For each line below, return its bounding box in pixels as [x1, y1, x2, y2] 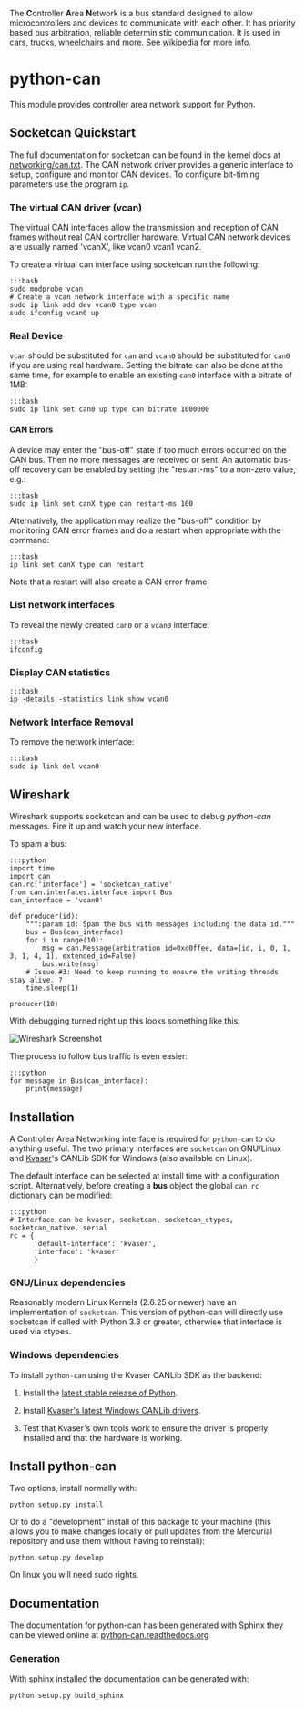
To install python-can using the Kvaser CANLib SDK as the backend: [9, 1369, 262, 1380]
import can [9, 872, 51, 881]
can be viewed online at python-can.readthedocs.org [9, 1630, 209, 1641]
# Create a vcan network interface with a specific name [9, 293, 230, 302]
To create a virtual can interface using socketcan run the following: [9, 259, 260, 270]
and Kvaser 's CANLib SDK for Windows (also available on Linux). [9, 1153, 253, 1164]
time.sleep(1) [25, 983, 79, 993]
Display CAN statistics [9, 665, 111, 678]
